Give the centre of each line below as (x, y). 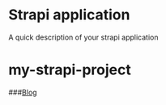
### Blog (23, 92)
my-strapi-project (70, 70)
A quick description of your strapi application (83, 37)
